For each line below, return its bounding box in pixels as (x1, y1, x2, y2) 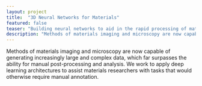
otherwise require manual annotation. (6, 73, 99, 81)
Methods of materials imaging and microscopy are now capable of (6, 48, 171, 55)
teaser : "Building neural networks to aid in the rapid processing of (6, 25, 187, 32)
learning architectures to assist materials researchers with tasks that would (6, 67, 192, 74)
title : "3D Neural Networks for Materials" (6, 14, 120, 20)
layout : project (6, 8, 47, 15)
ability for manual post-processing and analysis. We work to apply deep (6, 61, 185, 68)
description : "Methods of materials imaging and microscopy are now (6, 31, 182, 37)
